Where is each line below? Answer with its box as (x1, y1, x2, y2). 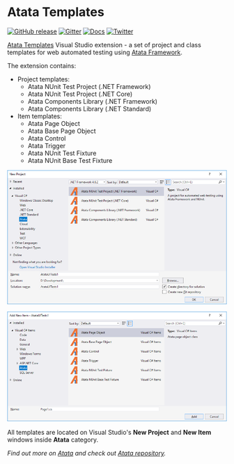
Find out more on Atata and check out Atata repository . (7, 449, 166, 458)
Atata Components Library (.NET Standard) (27, 104, 152, 113)
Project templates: (17, 74, 70, 83)
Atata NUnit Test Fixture (27, 149, 97, 157)
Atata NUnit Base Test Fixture (27, 156, 113, 164)
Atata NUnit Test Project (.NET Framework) (27, 82, 151, 90)
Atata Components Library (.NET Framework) (27, 97, 158, 105)
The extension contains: (7, 61, 77, 70)
